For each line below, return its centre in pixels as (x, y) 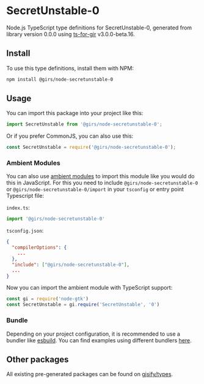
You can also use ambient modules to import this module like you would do (100, 176)
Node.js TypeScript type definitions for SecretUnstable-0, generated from (99, 28)
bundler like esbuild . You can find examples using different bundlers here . (99, 340)
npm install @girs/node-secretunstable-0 (60, 79)
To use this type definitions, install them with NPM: (70, 68)
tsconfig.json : (25, 231)
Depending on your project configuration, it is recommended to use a (93, 334)
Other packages (38, 359)
